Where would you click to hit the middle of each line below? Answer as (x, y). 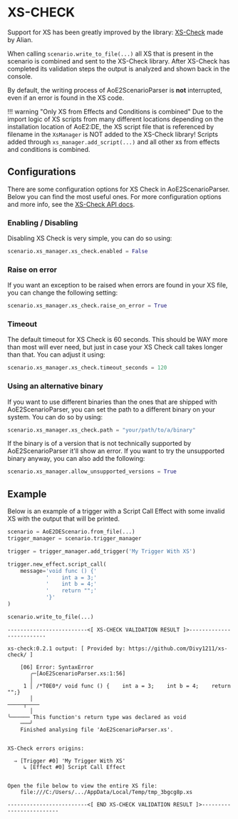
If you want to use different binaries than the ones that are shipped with (112, 402)
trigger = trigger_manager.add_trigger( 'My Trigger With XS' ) (102, 551)
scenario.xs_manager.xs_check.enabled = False (78, 251)
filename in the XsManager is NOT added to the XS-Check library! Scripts (113, 134)
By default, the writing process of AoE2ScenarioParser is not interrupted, (115, 90)
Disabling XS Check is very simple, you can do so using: (90, 238)
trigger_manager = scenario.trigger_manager (74, 539)
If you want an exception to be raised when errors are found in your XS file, (118, 285)
